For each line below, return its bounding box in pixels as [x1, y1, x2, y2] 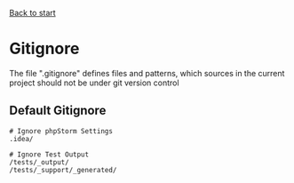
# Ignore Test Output [9, 150, 90, 159]
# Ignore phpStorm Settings [9, 126, 114, 136]
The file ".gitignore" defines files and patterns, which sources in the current [9, 68, 285, 78]
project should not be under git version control [9, 77, 179, 88]
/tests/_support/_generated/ [9, 165, 117, 174]
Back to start [9, 8, 56, 18]
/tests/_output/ [9, 157, 69, 167]
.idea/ [9, 134, 34, 143]
